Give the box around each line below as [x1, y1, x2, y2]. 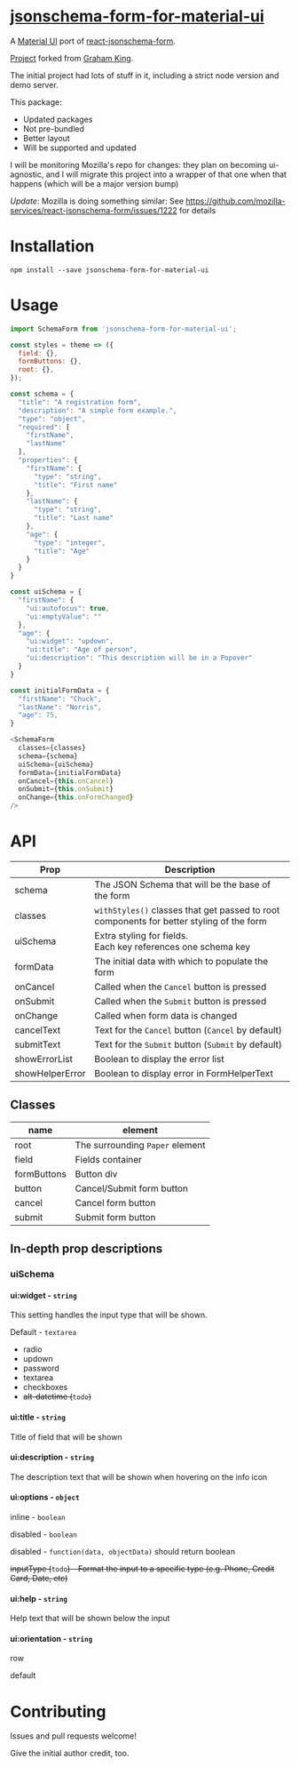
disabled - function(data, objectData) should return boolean [10, 1546, 236, 1556]
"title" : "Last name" [33, 514, 114, 523]
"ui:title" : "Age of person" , [26, 645, 138, 654]
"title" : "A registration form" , [18, 397, 142, 406]
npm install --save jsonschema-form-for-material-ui [10, 265, 209, 275]
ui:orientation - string [10, 1633, 93, 1643]
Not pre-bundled [22, 123, 85, 134]
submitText [14, 1038, 61, 1051]
